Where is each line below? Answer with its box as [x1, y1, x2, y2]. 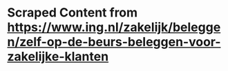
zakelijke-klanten [7, 49, 109, 65]
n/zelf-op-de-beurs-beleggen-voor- [7, 34, 221, 50]
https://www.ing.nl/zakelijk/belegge [7, 19, 221, 35]
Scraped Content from [7, 5, 138, 21]
